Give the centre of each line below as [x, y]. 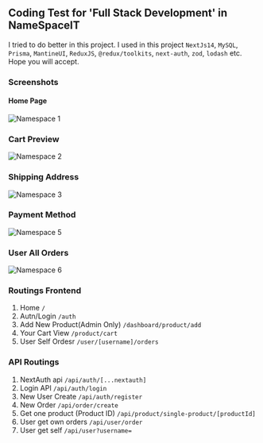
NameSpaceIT [44, 26]
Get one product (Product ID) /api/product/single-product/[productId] [138, 413]
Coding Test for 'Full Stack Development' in [118, 13]
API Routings [34, 362]
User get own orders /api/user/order [81, 422]
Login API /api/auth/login [63, 387]
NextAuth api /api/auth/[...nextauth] [83, 379]
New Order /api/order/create [69, 405]
